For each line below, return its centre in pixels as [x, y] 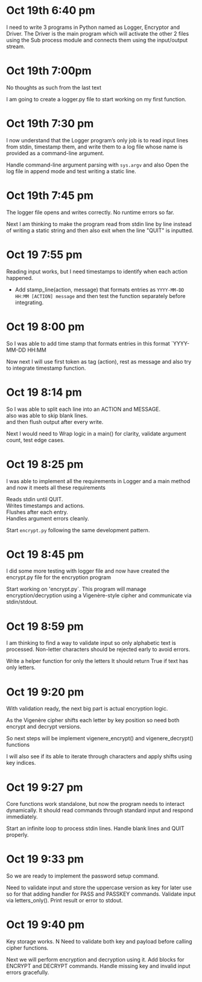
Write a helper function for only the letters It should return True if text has [97, 661]
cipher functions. [27, 948]
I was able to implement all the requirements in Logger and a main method [98, 481]
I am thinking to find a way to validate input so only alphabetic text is [91, 643]
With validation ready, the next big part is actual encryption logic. [87, 709]
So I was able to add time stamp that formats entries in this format [88, 343]
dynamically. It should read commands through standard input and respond [100, 810]
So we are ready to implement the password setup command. [83, 876]
